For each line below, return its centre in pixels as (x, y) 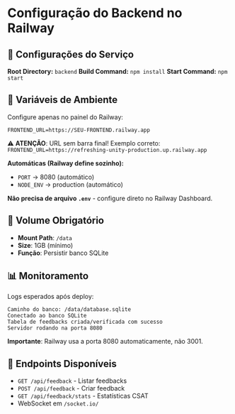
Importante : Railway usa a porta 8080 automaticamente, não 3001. (105, 342)
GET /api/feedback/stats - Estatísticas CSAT (83, 396)
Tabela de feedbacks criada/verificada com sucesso (85, 322)
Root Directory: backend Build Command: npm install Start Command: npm (117, 71)
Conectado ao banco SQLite (47, 316)
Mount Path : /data (45, 238)
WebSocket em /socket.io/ (58, 403)
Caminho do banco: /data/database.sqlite (69, 310)
